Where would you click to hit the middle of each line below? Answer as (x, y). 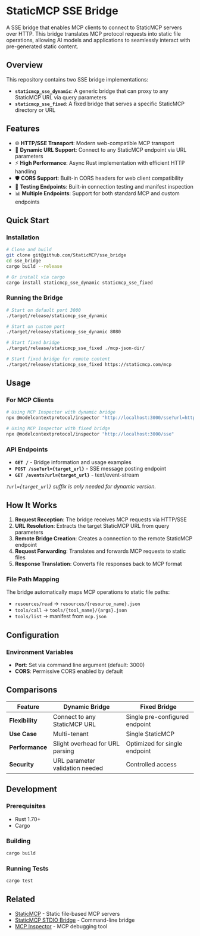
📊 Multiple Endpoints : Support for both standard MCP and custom (97, 193)
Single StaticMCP (150, 734)
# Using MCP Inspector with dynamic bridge (61, 412)
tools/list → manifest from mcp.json (61, 616)
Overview (25, 65)
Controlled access (151, 764)
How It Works (32, 505)
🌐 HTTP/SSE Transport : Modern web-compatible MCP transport (94, 143)
